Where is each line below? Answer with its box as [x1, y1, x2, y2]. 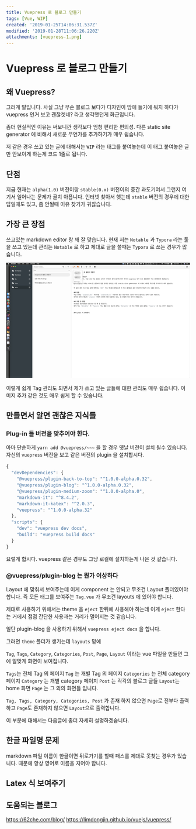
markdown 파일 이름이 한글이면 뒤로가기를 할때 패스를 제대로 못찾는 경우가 [6, 752, 176, 759]
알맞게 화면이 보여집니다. [12, 657, 69, 664]
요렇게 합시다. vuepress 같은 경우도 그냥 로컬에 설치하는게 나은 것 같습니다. [6, 555, 177, 562]
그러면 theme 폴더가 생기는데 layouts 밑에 [6, 638, 101, 645]
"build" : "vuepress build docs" [16, 532, 95, 538]
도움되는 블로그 [6, 800, 58, 810]
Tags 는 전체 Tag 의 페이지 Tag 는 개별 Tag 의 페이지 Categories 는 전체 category [6, 670, 190, 677]
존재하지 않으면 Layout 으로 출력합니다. [33, 704, 121, 711]
